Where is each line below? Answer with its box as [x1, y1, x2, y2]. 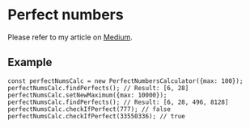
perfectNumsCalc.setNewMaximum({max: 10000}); [7, 91, 167, 99]
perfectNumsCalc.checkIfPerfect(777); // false [7, 105, 172, 114]
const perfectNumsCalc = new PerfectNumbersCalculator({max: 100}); [7, 76, 244, 85]
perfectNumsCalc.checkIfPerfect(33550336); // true [7, 112, 185, 120]
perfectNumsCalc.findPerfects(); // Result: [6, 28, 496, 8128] [7, 98, 229, 106]
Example [7, 56, 53, 69]
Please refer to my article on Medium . [7, 32, 133, 42]
